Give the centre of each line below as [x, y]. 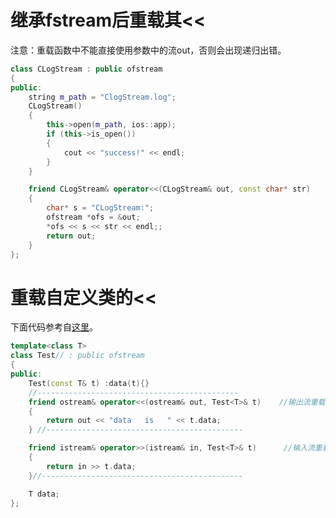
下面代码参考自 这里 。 [54, 327]
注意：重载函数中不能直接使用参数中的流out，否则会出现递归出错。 [148, 50]
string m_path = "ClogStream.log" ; [102, 97]
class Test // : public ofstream [77, 356]
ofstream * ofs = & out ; [93, 217]
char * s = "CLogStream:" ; [100, 208]
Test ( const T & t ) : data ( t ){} [89, 383]
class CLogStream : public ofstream [86, 69]
